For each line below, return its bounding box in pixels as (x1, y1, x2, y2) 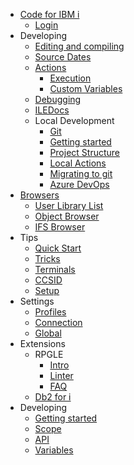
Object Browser (34, 210, 100, 222)
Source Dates (34, 51, 92, 63)
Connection (34, 317, 83, 328)
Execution (49, 72, 92, 84)
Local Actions (49, 157, 107, 169)
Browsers (19, 189, 60, 201)
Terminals (34, 264, 76, 275)
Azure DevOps (49, 179, 110, 190)
